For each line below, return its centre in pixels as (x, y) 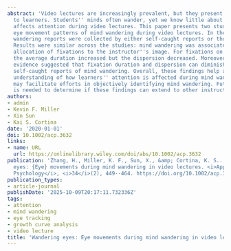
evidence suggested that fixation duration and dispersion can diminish (120, 65)
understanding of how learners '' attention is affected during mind (113, 77)
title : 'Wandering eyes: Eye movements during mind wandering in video (112, 237)
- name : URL (24, 148)
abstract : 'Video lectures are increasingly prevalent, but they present (115, 13)
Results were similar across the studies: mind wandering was (104, 45)
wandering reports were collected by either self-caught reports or (113, 39)
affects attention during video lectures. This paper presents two (112, 26)
